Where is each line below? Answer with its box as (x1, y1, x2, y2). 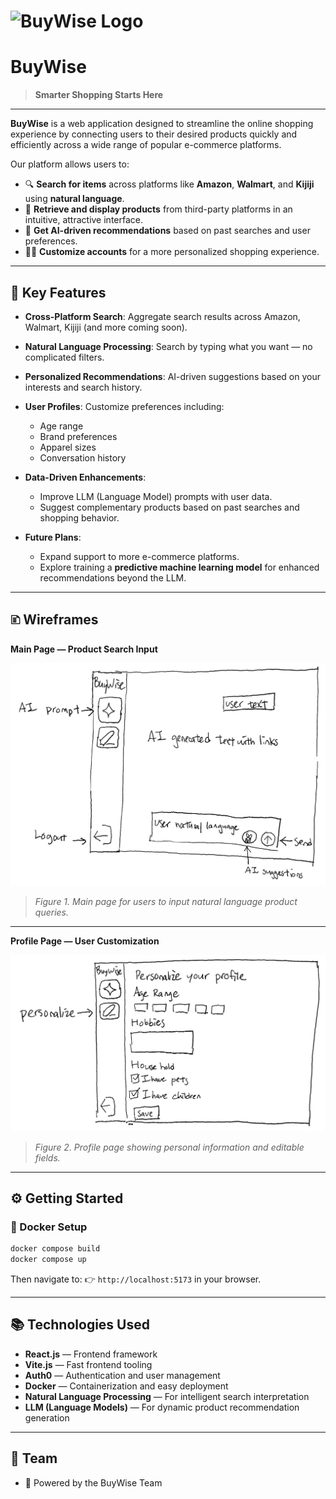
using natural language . (24, 193, 125, 205)
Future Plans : (24, 531, 82, 543)
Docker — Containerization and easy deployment (24, 1380, 229, 1392)
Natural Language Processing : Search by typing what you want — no (24, 340, 313, 352)
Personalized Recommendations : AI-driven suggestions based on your (24, 370, 321, 382)
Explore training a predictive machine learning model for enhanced (39, 561, 320, 573)
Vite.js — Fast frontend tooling (24, 1358, 153, 1370)
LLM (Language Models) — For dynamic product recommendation (24, 1401, 300, 1413)
